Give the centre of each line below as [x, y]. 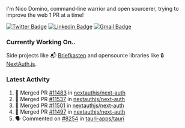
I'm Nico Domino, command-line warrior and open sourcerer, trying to [92, 9]
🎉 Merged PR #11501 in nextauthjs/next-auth [69, 105]
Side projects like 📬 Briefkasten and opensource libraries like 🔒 [85, 56]
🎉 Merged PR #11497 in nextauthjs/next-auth [70, 112]
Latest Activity [28, 80]
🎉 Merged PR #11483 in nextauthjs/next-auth [70, 93]
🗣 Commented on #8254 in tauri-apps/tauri [70, 118]
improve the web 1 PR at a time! [45, 15]
